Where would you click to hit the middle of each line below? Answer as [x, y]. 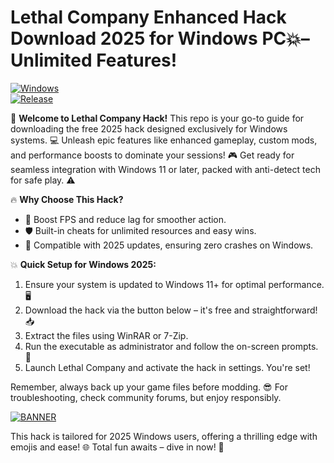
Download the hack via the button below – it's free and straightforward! [171, 310]
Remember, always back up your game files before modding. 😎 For [149, 387]
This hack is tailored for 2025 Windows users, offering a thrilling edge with [164, 436]
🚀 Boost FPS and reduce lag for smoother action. [125, 219]
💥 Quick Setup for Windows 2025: [83, 264]
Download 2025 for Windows [134, 38]
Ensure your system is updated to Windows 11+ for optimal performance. [174, 284]
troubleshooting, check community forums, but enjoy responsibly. [146, 397]
